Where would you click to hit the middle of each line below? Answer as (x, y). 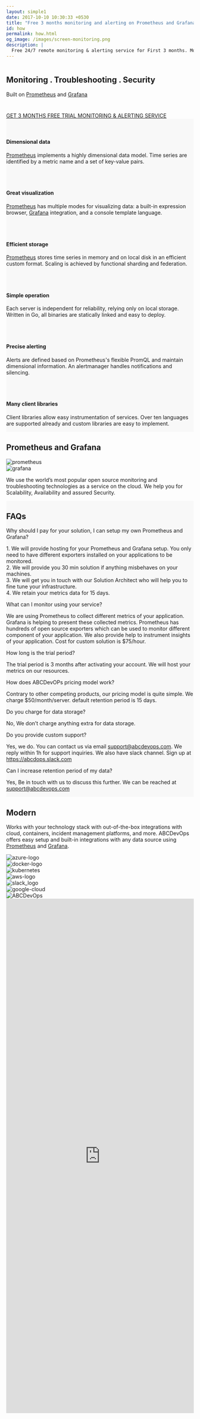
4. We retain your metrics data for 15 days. (58, 593)
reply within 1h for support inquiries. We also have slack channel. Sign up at (99, 753)
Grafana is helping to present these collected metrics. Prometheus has (93, 622)
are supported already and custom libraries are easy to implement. (88, 423)
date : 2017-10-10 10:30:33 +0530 (48, 17)
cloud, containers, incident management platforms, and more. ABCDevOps (98, 833)
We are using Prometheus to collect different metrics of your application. (95, 616)
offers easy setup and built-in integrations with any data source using (91, 840)
